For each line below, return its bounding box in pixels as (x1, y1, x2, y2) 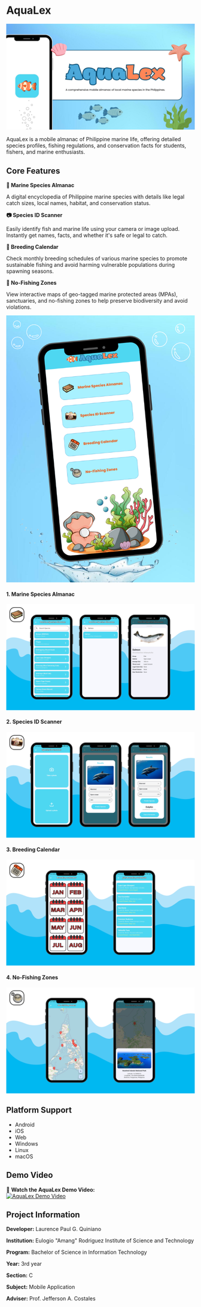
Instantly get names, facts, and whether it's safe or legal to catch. (6, 231, 167, 239)
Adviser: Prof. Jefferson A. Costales (6, 1295, 96, 1302)
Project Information (6, 1209, 80, 1220)
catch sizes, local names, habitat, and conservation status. (6, 200, 151, 207)
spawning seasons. (6, 267, 54, 275)
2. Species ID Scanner (6, 718, 62, 726)
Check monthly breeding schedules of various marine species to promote (6, 255, 187, 262)
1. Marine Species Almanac (6, 590, 75, 598)
